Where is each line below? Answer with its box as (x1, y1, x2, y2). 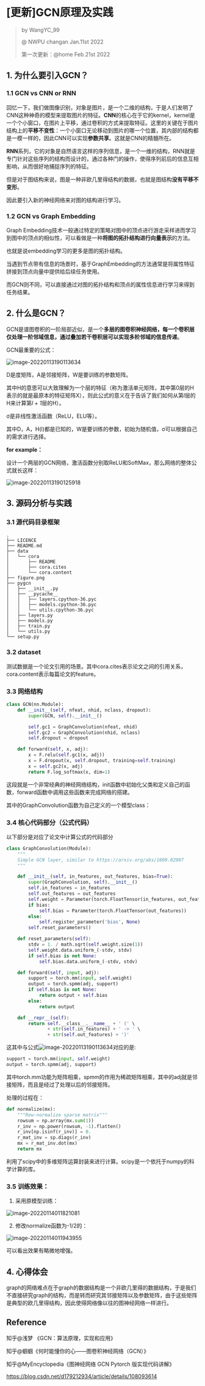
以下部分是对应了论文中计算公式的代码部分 (6, 833, 113, 840)
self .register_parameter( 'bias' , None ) (38, 919, 140, 925)
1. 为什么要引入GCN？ (6, 70, 88, 81)
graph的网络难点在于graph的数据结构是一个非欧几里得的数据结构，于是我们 (6, 1284, 196, 1291)
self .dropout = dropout (28, 735, 88, 741)
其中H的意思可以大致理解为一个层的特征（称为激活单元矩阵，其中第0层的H (6, 384, 194, 391)
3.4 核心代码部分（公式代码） (6, 818, 93, 826)
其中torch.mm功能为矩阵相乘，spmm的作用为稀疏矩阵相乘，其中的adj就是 (6, 1073, 193, 1080)
